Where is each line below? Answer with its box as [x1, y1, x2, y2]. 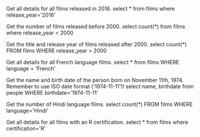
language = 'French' [6, 65, 56, 72]
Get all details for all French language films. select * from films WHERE [6, 59, 180, 66]
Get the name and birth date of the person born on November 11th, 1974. [6, 77, 184, 83]
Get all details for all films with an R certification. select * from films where [6, 119, 189, 126]
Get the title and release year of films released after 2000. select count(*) [6, 41, 187, 48]
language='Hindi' [6, 107, 49, 114]
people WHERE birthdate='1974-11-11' [6, 89, 99, 96]
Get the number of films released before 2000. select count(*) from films [6, 23, 186, 30]
